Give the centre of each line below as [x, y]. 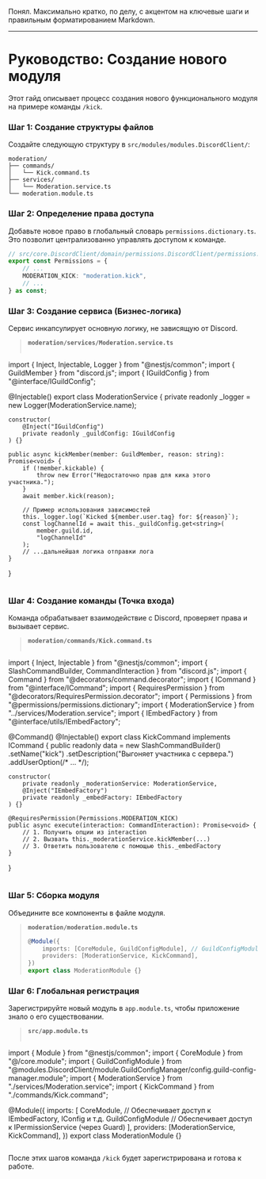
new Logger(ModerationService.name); [72, 405]
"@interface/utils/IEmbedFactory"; [65, 722]
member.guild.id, [65, 531]
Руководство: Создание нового [118, 60]
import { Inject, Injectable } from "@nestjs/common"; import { [108, 662]
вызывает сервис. [39, 627]
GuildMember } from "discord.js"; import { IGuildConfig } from [109, 373]
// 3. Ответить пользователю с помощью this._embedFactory [122, 847]
